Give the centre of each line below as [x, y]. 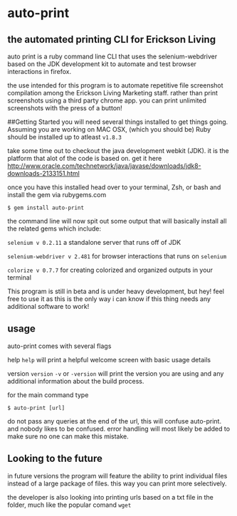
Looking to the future [55, 459]
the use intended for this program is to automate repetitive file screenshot [115, 85]
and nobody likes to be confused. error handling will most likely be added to [118, 428]
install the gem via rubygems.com [57, 195]
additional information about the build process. [76, 381]
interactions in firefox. [39, 72]
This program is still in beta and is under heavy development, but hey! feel [116, 291]
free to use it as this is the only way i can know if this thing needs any [109, 299]
